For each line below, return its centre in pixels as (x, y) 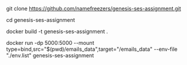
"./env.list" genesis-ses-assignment (50, 55)
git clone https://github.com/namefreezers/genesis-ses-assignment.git (93, 9)
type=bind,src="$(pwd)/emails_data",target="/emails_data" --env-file (92, 49)
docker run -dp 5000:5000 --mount (50, 43)
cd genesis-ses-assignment (41, 20)
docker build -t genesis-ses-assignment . (57, 31)
